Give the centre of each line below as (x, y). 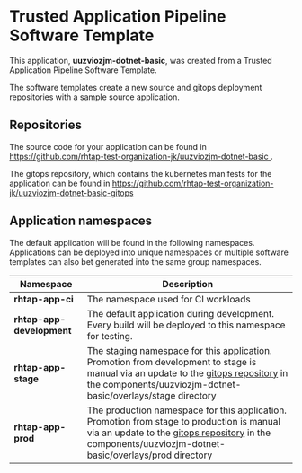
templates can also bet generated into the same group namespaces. (136, 261)
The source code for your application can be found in (108, 146)
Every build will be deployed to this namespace (186, 325)
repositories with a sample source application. (94, 97)
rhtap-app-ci (44, 299)
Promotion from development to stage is (172, 362)
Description (187, 284)
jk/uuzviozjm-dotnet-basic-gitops (71, 193)
